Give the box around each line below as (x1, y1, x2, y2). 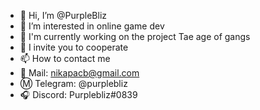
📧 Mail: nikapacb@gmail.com (19, 67, 140, 79)
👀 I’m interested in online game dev (19, 20, 165, 32)
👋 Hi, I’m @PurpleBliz (19, 10, 108, 21)
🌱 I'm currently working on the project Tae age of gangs (19, 31, 251, 42)
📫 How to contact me (19, 53, 111, 64)
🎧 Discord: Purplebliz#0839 (19, 89, 138, 100)
